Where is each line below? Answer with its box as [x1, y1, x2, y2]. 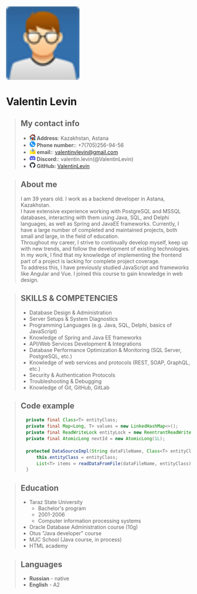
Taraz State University [29, 499, 83, 506]
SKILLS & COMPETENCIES [20, 293, 118, 303]
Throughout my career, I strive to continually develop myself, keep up [20, 239, 188, 246]
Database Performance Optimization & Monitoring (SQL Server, [29, 346, 182, 353]
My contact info [20, 118, 80, 128]
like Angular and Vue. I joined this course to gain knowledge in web [20, 270, 183, 277]
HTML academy [29, 542, 69, 549]
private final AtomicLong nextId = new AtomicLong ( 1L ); [26, 436, 165, 442]
